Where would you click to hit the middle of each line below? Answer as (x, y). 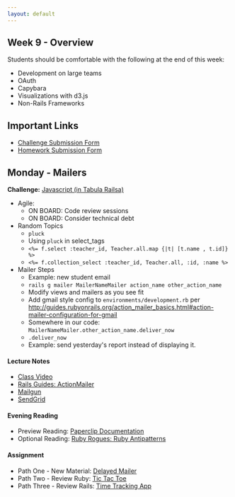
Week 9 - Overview (51, 43)
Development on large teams (59, 73)
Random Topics (40, 226)
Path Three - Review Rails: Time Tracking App (85, 486)
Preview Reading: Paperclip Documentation (81, 431)
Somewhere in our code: (64, 322)
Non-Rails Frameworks (51, 103)
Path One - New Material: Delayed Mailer (77, 471)
